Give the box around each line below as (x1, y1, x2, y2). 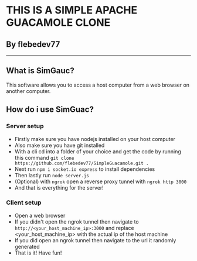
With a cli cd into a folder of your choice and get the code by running (14, 147, 182, 155)
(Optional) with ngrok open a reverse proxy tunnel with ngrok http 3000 (14, 178, 187, 185)
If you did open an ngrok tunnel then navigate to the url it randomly (14, 236, 176, 243)
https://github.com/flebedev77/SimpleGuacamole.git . (14, 160, 149, 166)
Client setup (6, 198, 42, 207)
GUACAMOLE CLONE (6, 16, 111, 29)
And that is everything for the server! (14, 184, 104, 191)
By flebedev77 (6, 39, 60, 49)
